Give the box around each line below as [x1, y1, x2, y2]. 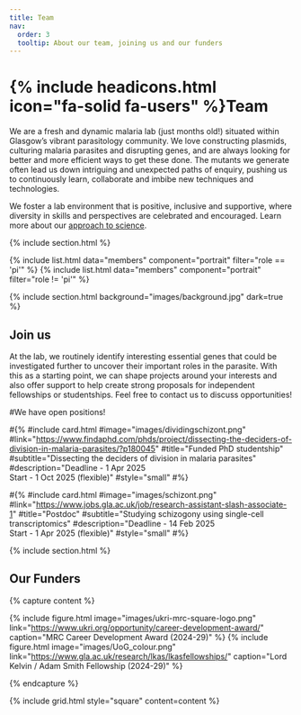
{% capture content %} [9, 595, 95, 606]
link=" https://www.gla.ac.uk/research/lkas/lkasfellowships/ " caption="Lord [9, 650, 288, 662]
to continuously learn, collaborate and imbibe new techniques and [9, 174, 254, 185]
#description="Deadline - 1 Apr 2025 [9, 463, 146, 473]
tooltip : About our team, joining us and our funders [17, 38, 223, 48]
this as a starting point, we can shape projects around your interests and [9, 370, 278, 381]
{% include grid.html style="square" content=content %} [9, 695, 220, 706]
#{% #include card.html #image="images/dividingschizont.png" [9, 424, 246, 435]
